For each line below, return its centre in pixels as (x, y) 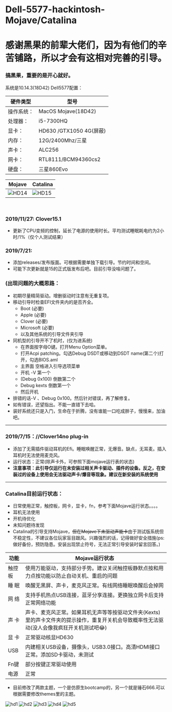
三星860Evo (53, 169)
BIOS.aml (48, 359)
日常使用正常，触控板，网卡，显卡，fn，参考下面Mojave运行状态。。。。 (87, 506)
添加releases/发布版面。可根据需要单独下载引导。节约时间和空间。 (83, 262)
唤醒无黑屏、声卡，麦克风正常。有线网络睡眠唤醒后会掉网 (94, 585)
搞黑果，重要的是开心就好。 (39, 75)
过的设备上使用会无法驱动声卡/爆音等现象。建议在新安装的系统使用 (88, 474)
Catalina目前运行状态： (34, 494)
